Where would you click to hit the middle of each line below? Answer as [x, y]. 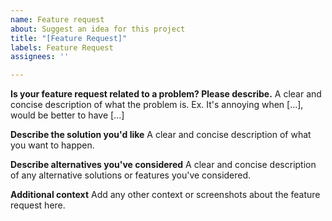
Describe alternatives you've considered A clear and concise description [163, 165]
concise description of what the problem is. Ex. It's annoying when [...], [157, 105]
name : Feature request [57, 19]
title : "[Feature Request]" [69, 38]
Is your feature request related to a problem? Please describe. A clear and [166, 94]
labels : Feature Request [62, 47]
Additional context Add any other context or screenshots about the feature [165, 195]
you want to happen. [52, 145]
